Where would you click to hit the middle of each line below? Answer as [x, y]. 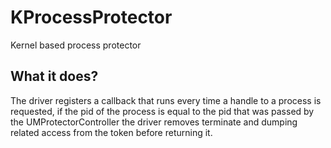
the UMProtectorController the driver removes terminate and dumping [154, 122]
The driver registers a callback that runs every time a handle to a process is [166, 100]
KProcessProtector [91, 17]
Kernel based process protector [76, 45]
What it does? [54, 76]
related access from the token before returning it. [111, 132]
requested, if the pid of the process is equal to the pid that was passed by [162, 111]
